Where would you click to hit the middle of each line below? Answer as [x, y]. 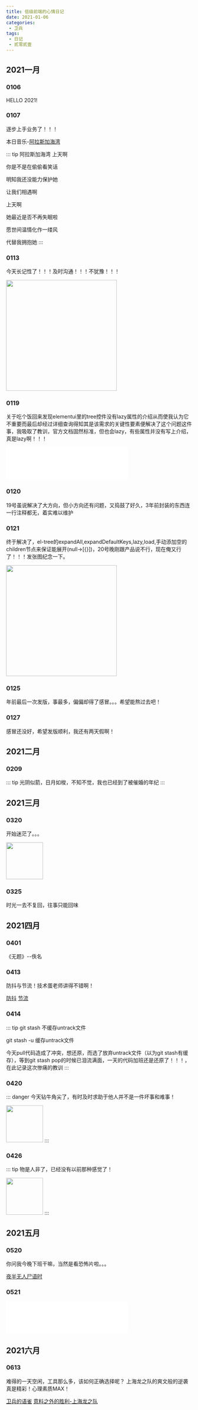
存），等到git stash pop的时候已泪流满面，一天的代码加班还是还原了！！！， [98, 1060]
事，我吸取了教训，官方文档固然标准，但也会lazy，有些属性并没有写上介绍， [99, 432]
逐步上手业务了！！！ [32, 129]
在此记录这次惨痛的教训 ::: [38, 1067]
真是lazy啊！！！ [27, 439]
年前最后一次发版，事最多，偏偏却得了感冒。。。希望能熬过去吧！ [83, 702]
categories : [21, 22]
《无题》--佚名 [24, 956]
